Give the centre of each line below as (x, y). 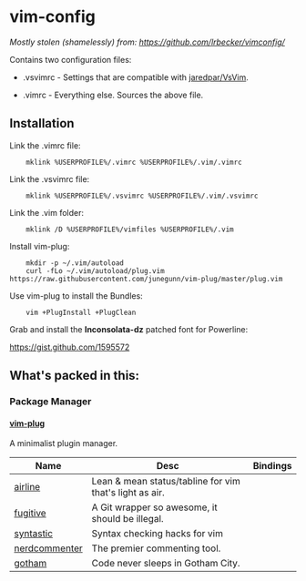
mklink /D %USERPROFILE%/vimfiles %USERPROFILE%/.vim (130, 229)
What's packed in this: (74, 376)
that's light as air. (128, 493)
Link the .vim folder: (47, 212)
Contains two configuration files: (71, 59)
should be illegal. (127, 519)
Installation (42, 123)
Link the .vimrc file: (45, 145)
